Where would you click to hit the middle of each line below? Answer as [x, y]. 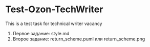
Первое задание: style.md [41, 33]
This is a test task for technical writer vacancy [54, 24]
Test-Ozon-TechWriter [54, 9]
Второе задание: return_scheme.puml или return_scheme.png [79, 39]
